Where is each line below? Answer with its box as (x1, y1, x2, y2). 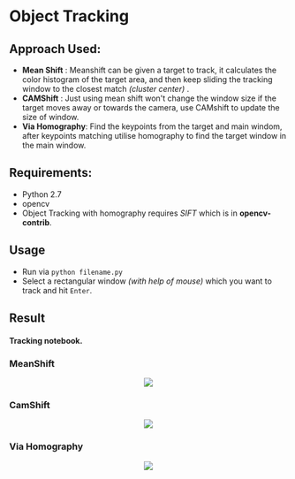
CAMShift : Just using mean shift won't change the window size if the (21, 93, 276, 103)
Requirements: (9, 165, 93, 180)
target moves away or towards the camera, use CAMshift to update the (21, 103, 280, 112)
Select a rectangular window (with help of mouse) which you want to (21, 276, 272, 286)
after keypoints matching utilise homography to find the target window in (21, 131, 287, 141)
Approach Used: (9, 42, 102, 57)
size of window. (21, 112, 79, 122)
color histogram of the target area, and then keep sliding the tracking (21, 74, 273, 85)
